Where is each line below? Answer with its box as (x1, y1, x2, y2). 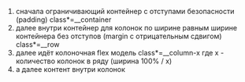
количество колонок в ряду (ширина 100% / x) (15, 56, 173, 66)
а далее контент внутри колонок (15, 65, 126, 73)
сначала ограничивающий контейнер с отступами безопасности (15, 7, 235, 16)
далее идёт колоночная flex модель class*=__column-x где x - (15, 48, 225, 57)
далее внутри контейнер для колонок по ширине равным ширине (15, 23, 238, 32)
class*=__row (15, 40, 60, 49)
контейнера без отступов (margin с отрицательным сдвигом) (15, 31, 222, 41)
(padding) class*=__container (15, 15, 112, 24)
